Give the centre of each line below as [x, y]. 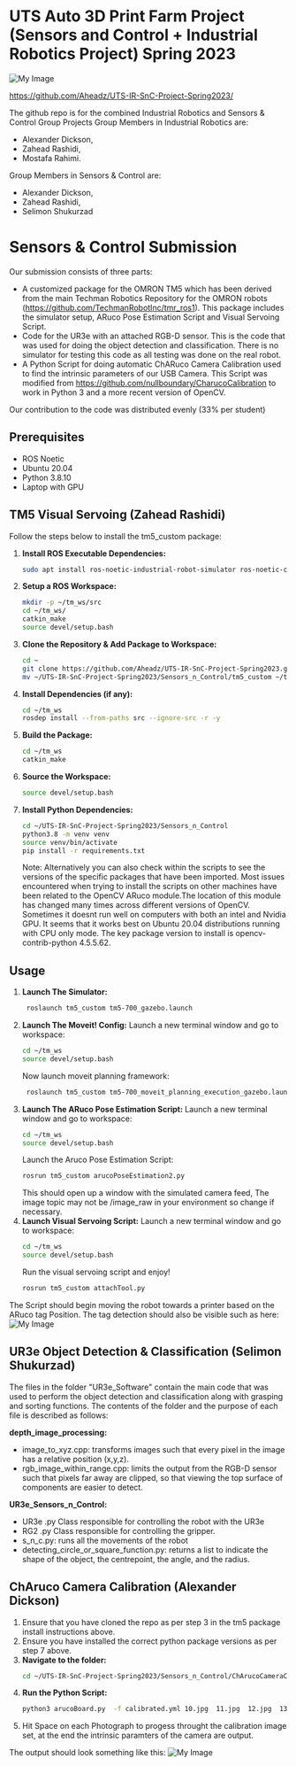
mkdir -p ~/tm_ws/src [61, 603]
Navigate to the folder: [64, 1660]
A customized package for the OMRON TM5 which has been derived [147, 289]
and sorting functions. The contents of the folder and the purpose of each [144, 1406]
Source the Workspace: [66, 776]
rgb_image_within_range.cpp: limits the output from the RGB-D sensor [149, 1468]
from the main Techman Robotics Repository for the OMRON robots [144, 298]
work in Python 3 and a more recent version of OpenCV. [124, 392]
